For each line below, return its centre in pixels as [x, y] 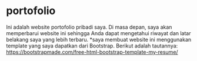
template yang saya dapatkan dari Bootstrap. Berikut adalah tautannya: [92, 46]
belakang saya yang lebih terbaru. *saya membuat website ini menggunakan [99, 39]
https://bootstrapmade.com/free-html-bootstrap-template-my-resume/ [92, 52]
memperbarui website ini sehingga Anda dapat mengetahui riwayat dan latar [98, 33]
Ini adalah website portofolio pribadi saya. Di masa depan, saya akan [89, 27]
